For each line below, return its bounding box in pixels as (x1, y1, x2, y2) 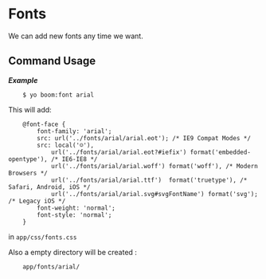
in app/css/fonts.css (8, 232, 77, 242)
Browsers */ (8, 169, 48, 177)
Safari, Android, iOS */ (8, 183, 91, 191)
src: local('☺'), (37, 141, 94, 149)
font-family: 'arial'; (37, 127, 112, 136)
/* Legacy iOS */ (8, 197, 66, 205)
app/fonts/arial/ (22, 262, 80, 271)
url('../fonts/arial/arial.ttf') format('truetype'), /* (50, 176, 248, 184)
